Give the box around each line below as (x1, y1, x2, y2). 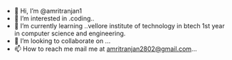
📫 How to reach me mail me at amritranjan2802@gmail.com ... (14, 44, 197, 53)
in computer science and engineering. (14, 29, 126, 37)
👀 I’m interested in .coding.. (14, 14, 95, 23)
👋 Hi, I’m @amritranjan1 (14, 7, 83, 15)
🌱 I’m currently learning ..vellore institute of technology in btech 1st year (14, 22, 226, 30)
